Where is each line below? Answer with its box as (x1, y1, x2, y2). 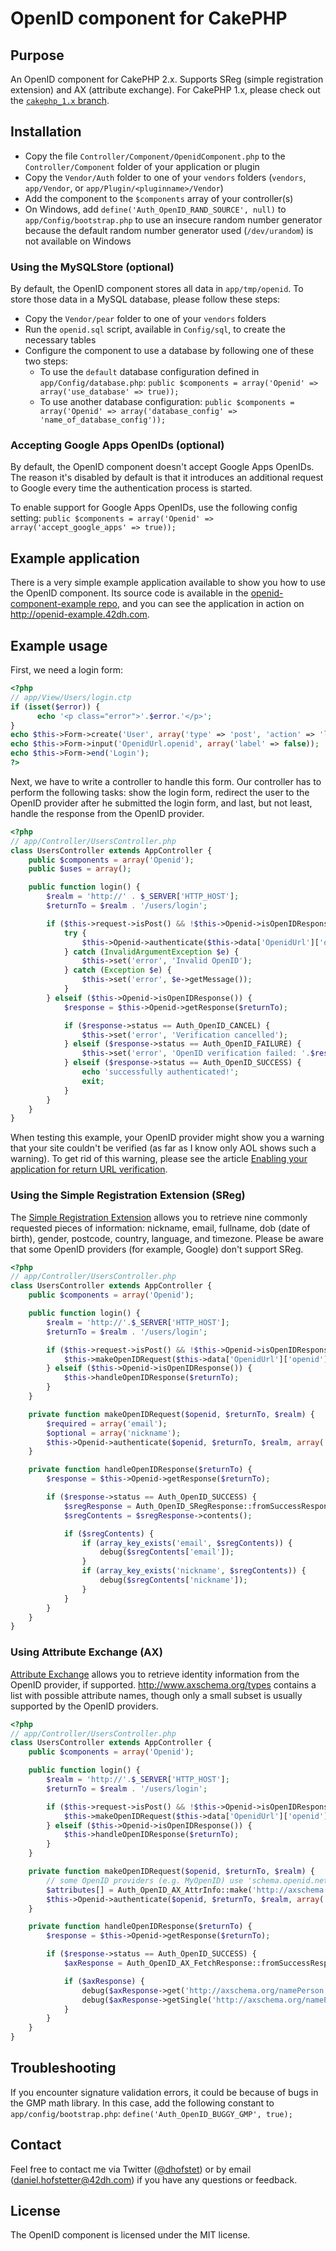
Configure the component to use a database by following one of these (24, 345, 315, 357)
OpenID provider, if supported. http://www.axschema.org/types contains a (10, 1678, 317, 1691)
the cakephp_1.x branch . (10, 95, 110, 106)
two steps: (24, 355, 69, 367)
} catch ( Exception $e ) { (63, 965, 172, 976)
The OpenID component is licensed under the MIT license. (10, 2229, 251, 2241)
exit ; (81, 1076, 105, 1086)
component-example (10, 598, 97, 610)
